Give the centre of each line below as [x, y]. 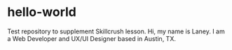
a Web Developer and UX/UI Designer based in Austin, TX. [92, 38]
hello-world [42, 12]
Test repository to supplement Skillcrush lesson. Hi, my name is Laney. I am [116, 31]
